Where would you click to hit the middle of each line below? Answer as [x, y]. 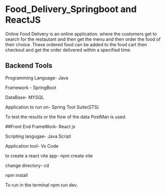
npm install [17, 175]
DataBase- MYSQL [25, 97]
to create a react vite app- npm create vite [49, 156]
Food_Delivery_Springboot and [71, 9]
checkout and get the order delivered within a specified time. [68, 50]
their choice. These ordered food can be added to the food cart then [76, 44]
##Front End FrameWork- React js [40, 126]
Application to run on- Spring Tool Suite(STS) [52, 107]
